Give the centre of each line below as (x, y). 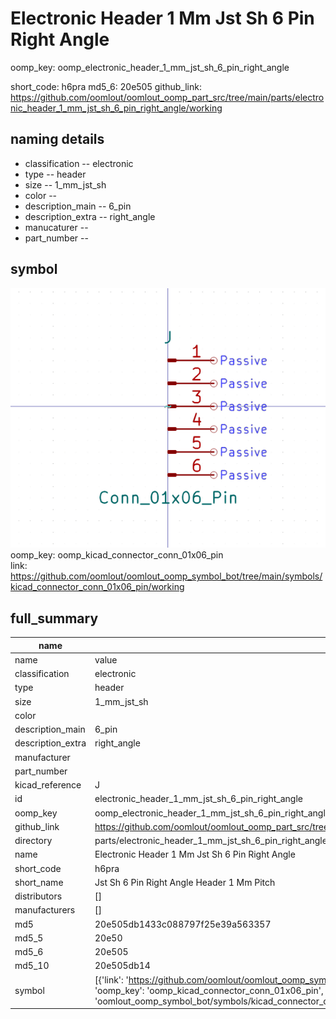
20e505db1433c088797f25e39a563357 (183, 924)
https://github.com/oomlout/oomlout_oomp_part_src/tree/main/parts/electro (167, 97)
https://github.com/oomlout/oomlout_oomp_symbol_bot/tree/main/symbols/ (166, 576)
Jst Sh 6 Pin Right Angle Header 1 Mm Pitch (185, 882)
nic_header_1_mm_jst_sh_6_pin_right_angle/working (116, 108)
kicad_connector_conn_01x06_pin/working (97, 587)
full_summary (54, 618)
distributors (38, 896)
